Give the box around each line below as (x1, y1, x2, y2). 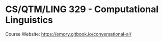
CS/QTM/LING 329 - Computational (5, 4, 159, 15)
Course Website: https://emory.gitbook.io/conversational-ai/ (5, 31, 131, 37)
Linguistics (5, 14, 53, 26)
